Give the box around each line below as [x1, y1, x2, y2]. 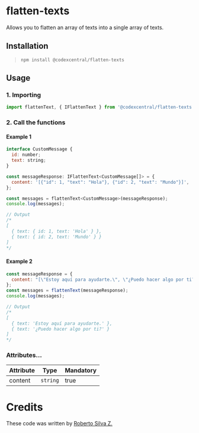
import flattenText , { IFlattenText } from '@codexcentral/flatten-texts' [6, 104, 195, 111]
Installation [6, 41, 49, 51]
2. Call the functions [6, 118, 66, 127]
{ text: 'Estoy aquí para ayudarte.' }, [11, 320, 113, 327]
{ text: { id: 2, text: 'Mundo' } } [11, 234, 102, 240]
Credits [6, 400, 43, 414]
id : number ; [11, 152, 41, 158]
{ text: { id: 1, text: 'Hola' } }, [11, 228, 102, 234]
